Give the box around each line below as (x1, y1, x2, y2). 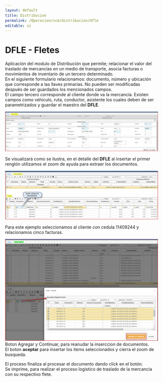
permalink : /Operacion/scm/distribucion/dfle (5, 18, 98, 23)
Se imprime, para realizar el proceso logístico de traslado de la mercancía (5, 366, 152, 372)
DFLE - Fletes (5, 45, 60, 56)
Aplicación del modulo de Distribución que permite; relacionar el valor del (5, 61, 152, 66)
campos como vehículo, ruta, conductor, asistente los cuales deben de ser (5, 97, 154, 103)
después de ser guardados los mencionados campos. (5, 86, 113, 92)
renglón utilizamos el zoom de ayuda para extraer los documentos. (5, 161, 139, 167)
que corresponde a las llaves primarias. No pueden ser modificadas (5, 82, 141, 87)
